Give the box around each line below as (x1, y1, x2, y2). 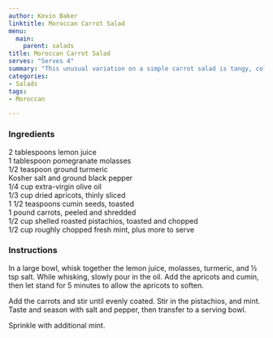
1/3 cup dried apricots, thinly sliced (8, 190, 126, 199)
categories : (8, 72, 49, 80)
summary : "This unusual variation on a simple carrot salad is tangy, (8, 65, 253, 73)
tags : (8, 87, 27, 96)
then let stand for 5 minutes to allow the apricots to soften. (8, 280, 205, 290)
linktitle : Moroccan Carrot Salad (8, 19, 126, 28)
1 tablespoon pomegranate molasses (8, 156, 132, 165)
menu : (8, 27, 27, 35)
